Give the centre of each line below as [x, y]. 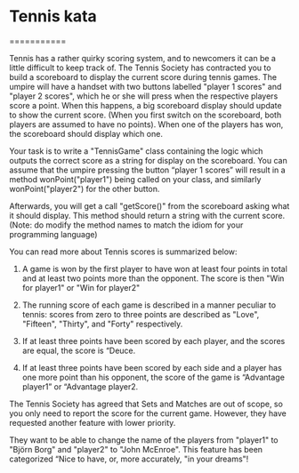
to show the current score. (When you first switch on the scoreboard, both [145, 115]
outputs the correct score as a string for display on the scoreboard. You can [148, 160]
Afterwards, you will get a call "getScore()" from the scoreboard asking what [149, 205]
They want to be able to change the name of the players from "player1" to [144, 440]
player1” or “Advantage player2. [80, 386]
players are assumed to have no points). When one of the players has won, [146, 124]
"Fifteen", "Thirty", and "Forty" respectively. [102, 324]
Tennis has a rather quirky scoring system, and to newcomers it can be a [142, 58]
